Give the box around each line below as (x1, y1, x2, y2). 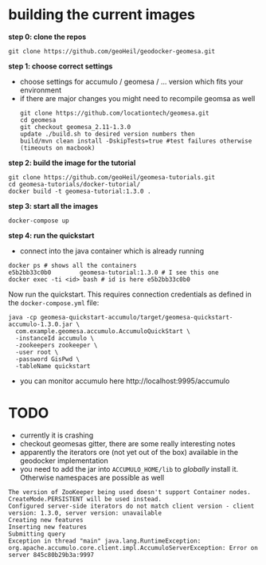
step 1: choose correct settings (8, 61, 113, 71)
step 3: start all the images (8, 201, 99, 210)
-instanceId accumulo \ (15, 334, 94, 342)
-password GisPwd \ (15, 355, 80, 363)
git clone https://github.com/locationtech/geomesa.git (19, 109, 209, 117)
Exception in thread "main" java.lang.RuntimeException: (8, 536, 201, 545)
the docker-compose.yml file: (8, 297, 100, 308)
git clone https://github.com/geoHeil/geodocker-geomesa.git (8, 47, 216, 55)
